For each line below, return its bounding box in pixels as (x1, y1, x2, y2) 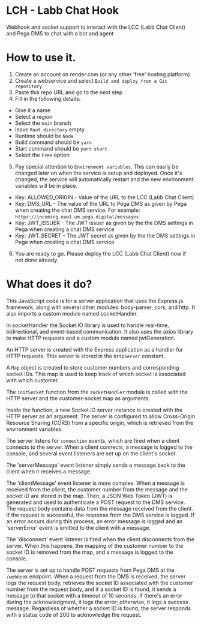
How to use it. (6, 51, 76, 65)
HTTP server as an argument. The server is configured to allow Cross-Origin (6, 412, 196, 420)
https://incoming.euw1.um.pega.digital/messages (14, 214, 139, 220)
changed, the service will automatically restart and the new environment (14, 175, 194, 183)
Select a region (14, 113, 53, 120)
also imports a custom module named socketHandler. (6, 310, 138, 317)
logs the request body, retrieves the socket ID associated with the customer (6, 579, 193, 586)
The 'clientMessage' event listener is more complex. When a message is (6, 479, 185, 487)
